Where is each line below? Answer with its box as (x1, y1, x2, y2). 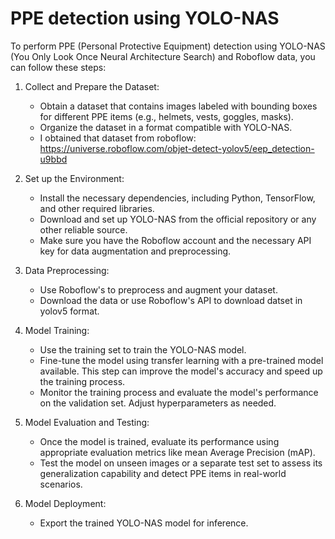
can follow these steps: (10, 61, 107, 73)
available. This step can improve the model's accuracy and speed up (39, 365, 323, 377)
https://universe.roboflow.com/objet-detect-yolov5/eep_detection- (39, 142, 315, 154)
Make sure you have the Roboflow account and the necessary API (39, 234, 312, 246)
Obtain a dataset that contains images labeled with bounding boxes (39, 100, 318, 112)
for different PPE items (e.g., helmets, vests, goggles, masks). (39, 110, 294, 122)
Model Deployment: (24, 497, 107, 509)
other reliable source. (39, 223, 128, 236)
